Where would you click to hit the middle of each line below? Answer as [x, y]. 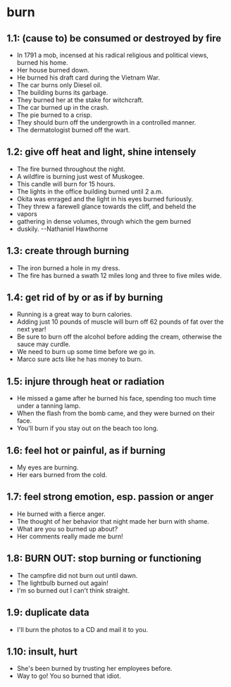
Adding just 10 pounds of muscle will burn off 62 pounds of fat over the [120, 322]
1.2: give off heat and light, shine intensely [101, 152]
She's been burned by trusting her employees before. [94, 669]
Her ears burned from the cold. [62, 475]
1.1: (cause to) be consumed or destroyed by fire [114, 38]
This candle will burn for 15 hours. [66, 184]
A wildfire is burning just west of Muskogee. [81, 176]
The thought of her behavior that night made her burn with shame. [113, 521]
